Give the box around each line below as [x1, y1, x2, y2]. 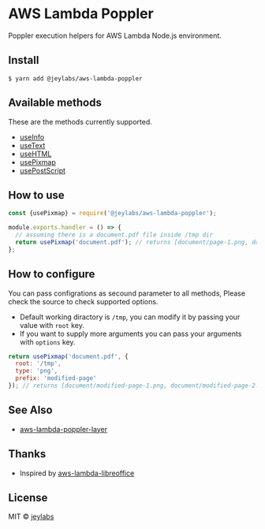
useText [19, 140, 46, 150]
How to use [8, 188, 65, 202]
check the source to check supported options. [8, 296, 159, 306]
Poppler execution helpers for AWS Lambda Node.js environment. [8, 31, 222, 40]
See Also [8, 404, 53, 417]
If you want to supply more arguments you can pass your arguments [19, 329, 242, 338]
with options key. [19, 337, 77, 347]
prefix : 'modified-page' [15, 374, 97, 382]
